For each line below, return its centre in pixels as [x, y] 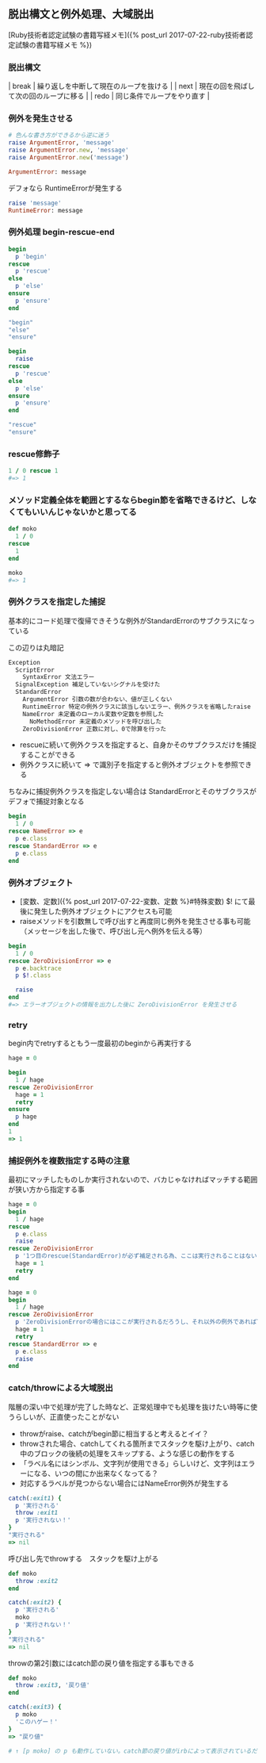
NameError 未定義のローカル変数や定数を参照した [93, 714]
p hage [26, 1117]
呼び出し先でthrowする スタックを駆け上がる [84, 1558]
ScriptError [35, 670]
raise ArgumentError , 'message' [61, 143]
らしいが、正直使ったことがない [67, 1416]
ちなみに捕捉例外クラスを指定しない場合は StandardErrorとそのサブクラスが [133, 791]
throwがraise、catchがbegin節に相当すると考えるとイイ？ [114, 1433]
